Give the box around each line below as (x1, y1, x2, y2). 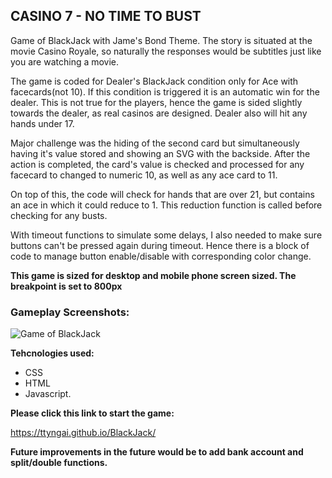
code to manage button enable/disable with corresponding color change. (10, 250, 312, 262)
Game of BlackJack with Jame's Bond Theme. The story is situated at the (10, 34, 313, 46)
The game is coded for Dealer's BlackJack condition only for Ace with (10, 75, 299, 87)
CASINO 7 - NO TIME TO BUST (10, 8, 202, 25)
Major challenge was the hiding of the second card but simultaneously (10, 137, 300, 149)
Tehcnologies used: (10, 347, 95, 359)
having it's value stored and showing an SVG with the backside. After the (10, 147, 311, 159)
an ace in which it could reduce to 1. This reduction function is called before (10, 199, 323, 211)
